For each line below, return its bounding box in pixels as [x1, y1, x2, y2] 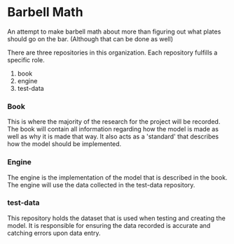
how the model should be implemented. [7, 140, 122, 148]
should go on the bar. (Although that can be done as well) [7, 34, 174, 43]
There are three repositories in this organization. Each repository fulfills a [7, 48, 218, 57]
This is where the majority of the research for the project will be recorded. [7, 117, 221, 126]
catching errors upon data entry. [7, 229, 101, 237]
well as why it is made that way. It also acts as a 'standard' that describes [7, 132, 219, 141]
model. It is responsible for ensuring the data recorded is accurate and [7, 221, 211, 229]
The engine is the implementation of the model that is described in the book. [7, 173, 228, 182]
